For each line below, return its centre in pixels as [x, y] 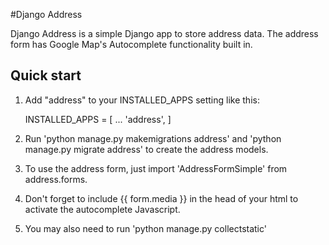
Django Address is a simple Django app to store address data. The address [164, 33]
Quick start [46, 75]
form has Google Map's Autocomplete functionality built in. [131, 44]
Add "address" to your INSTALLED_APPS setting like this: [142, 100]
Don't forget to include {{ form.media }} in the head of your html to [161, 198]
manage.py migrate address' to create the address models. [146, 149]
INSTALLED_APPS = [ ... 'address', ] [98, 119]
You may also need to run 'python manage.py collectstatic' [145, 228]
